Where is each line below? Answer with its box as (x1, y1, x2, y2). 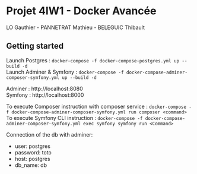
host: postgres (14, 155, 50, 162)
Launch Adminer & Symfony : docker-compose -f (6, 68, 124, 75)
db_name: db (14, 162, 47, 169)
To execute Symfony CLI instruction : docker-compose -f (6, 114, 143, 121)
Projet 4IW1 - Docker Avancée (6, 4, 157, 18)
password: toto (14, 148, 52, 156)
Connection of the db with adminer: (6, 131, 93, 138)
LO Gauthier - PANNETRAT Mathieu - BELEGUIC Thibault (6, 24, 145, 31)
